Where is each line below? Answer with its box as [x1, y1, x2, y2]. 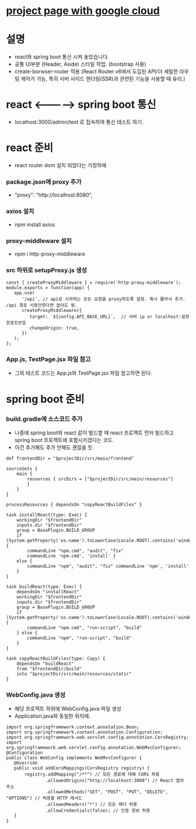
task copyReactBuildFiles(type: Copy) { [6, 655, 106, 661]
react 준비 [6, 141, 54, 155]
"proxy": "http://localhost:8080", [14, 192, 93, 199]
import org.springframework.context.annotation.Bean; [6, 724, 140, 731]
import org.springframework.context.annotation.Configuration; [6, 729, 163, 735]
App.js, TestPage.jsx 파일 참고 [6, 355, 91, 363]
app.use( [13, 290, 35, 296]
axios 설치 [6, 207, 34, 215]
